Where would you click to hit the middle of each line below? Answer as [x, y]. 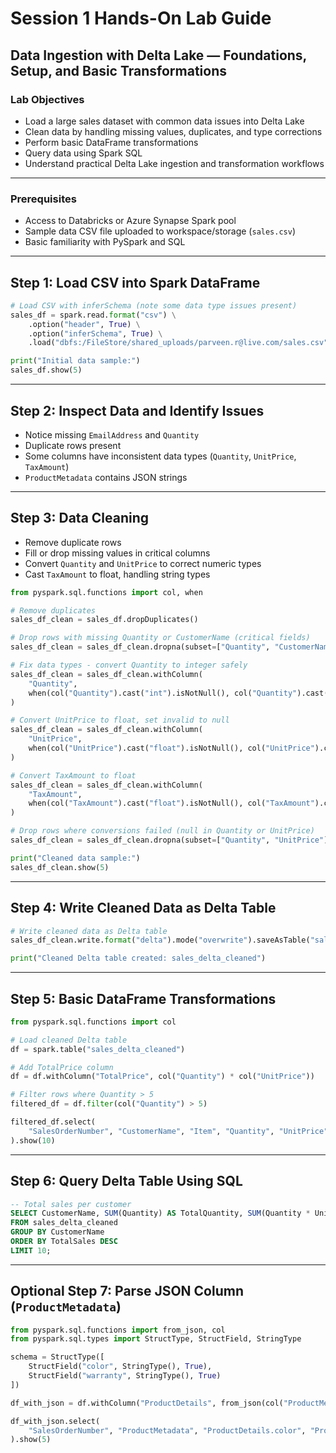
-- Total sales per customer [71, 1204]
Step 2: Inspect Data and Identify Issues [137, 410]
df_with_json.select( [55, 1421]
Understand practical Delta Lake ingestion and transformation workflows [174, 163]
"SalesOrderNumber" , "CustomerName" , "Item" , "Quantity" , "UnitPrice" [178, 1131]
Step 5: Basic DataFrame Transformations [143, 998]
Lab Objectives [47, 99]
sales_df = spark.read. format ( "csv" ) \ [93, 315]
